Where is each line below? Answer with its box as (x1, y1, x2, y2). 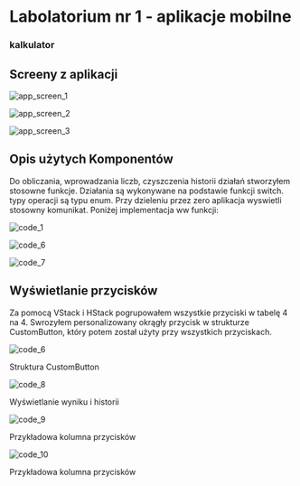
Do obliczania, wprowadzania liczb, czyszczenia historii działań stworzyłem (9, 175, 291, 186)
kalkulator (9, 39, 55, 51)
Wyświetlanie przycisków (9, 283, 158, 299)
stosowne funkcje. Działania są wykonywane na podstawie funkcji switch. (9, 185, 285, 196)
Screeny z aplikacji (9, 66, 118, 82)
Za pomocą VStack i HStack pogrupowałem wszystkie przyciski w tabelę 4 (9, 307, 288, 318)
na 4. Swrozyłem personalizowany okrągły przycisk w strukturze (9, 316, 250, 327)
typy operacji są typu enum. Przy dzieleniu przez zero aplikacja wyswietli (9, 194, 282, 205)
